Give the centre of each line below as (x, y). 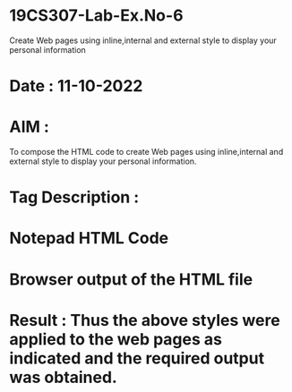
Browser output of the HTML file (131, 279)
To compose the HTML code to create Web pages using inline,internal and (146, 152)
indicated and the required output (137, 358)
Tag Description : (74, 197)
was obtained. (64, 377)
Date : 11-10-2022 (76, 86)
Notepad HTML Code (89, 239)
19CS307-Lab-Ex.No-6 (96, 16)
